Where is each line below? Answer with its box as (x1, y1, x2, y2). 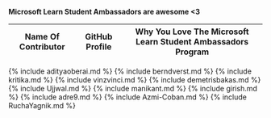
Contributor (19, 41, 66, 52)
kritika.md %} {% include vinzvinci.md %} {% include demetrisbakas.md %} (8, 75, 261, 84)
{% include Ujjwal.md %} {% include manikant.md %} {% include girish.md (8, 84, 258, 93)
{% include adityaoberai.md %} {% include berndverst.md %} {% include (8, 66, 252, 76)
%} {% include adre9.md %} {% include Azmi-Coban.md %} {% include (8, 92, 248, 102)
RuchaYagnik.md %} (8, 101, 77, 110)
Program (174, 46, 210, 57)
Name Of (24, 32, 60, 42)
